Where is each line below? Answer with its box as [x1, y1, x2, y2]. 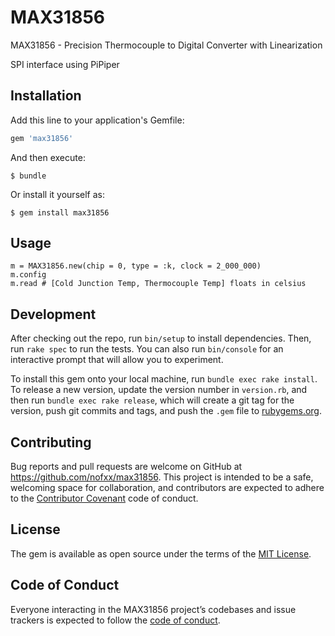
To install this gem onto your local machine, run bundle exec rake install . [10, 373, 318, 385]
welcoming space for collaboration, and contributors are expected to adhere [10, 482, 325, 494]
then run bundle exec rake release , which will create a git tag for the [10, 394, 295, 406]
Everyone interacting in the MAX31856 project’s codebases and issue [10, 603, 297, 615]
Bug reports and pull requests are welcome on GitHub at [10, 461, 243, 473]
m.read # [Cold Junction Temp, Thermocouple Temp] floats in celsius [10, 279, 307, 289]
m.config [10, 270, 47, 280]
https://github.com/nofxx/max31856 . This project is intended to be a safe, [10, 471, 314, 483]
